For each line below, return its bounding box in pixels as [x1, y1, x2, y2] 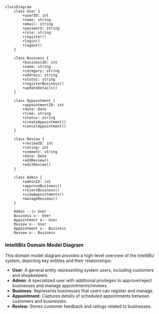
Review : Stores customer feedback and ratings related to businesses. [12, 303, 152, 309]
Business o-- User [14, 213, 51, 218]
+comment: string [22, 149, 57, 154]
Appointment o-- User [14, 218, 57, 222]
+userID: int [22, 13, 49, 18]
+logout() [22, 43, 42, 48]
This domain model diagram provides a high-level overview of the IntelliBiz [5, 253, 155, 259]
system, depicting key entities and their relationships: [5, 258, 112, 264]
